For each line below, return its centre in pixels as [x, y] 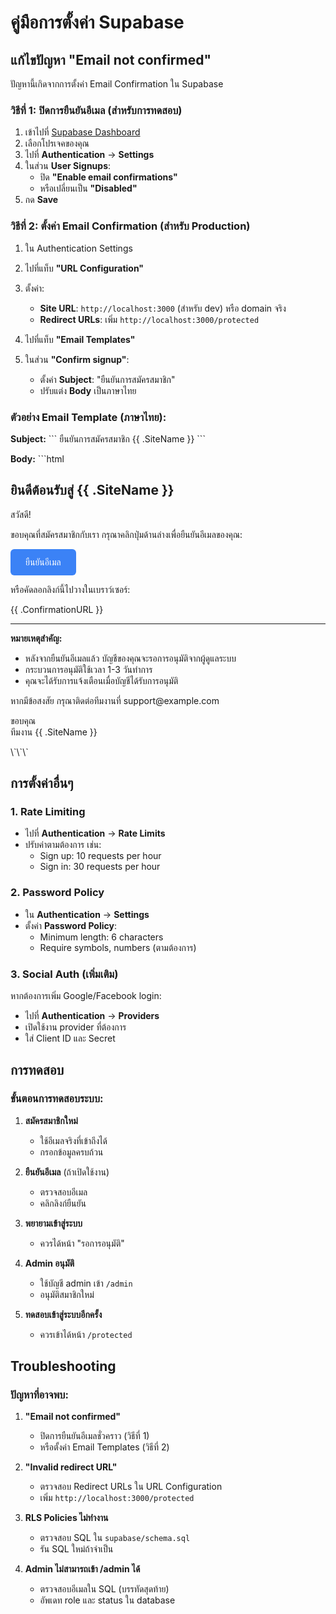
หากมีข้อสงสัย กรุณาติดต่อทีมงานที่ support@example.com [115, 700]
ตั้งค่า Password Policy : [70, 925]
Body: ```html [37, 458]
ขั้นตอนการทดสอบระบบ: [57, 1099]
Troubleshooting [63, 1366]
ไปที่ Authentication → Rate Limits [95, 833]
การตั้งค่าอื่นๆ [42, 783]
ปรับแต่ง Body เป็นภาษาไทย [88, 390]
